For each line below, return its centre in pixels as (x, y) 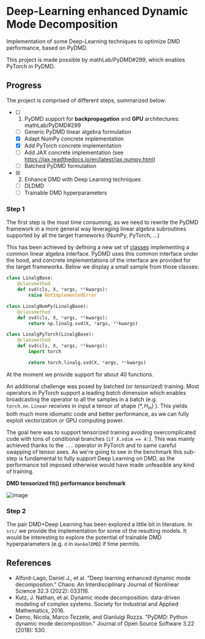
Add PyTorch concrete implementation (73, 145)
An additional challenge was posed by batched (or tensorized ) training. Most (103, 386)
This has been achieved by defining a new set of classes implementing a (98, 247)
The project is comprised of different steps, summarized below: (87, 100)
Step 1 (16, 209)
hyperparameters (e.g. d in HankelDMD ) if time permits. (73, 543)
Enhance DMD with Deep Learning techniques (83, 180)
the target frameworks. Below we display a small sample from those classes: (103, 267)
